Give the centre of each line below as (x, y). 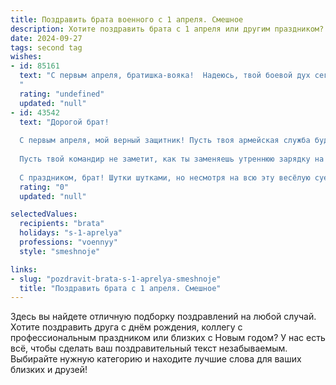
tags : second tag (46, 47)
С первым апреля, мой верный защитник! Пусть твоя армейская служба (165, 141)
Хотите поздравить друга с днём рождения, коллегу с (126, 327)
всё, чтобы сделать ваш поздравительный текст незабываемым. (149, 348)
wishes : (26, 57)
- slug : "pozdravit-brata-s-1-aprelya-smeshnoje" (116, 279)
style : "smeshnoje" (60, 251)
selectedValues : (44, 214)
